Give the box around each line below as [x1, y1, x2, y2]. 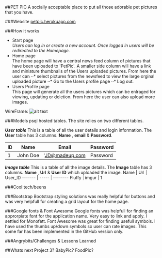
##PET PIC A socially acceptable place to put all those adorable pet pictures [5, 4, 158, 10]
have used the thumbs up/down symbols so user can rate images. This [5, 224, 147, 229]
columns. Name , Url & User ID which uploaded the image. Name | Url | [5, 169, 147, 175]
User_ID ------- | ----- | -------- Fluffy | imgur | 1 [5, 175, 102, 181]
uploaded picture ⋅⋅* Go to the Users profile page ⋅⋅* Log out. [12, 78, 134, 84]
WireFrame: [5, 108, 28, 114]
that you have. [5, 9, 34, 15]
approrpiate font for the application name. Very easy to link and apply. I [5, 213, 147, 219]
